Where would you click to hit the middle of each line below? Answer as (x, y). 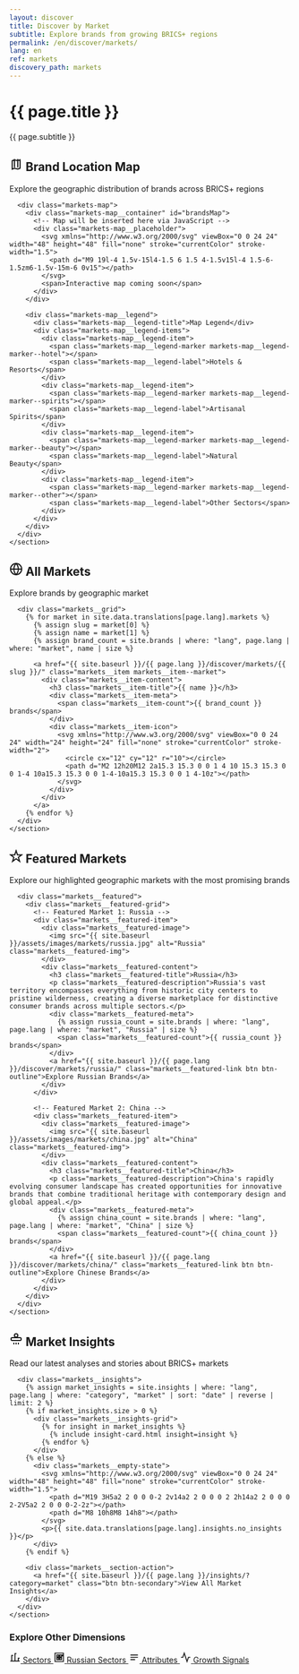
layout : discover (42, 17)
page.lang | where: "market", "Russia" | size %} (104, 1030)
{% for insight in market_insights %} (114, 1427)
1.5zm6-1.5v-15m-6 (43, 268)
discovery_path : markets (56, 68)
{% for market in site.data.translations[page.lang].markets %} (148, 618)
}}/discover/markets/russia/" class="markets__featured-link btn (133, 1069)
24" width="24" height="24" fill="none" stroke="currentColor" (130, 743)
